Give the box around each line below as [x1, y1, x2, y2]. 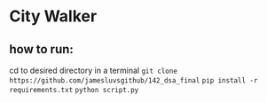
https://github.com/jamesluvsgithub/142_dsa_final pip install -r [9, 76, 258, 85]
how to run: [9, 42, 74, 57]
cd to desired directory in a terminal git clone [9, 65, 177, 75]
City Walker [9, 6, 98, 27]
